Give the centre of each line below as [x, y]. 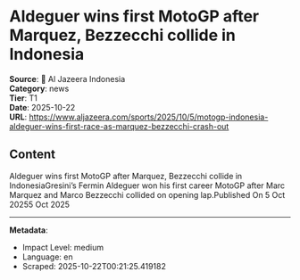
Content [33, 155]
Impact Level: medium [63, 247]
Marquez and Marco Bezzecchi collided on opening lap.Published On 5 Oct [147, 194]
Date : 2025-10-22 [42, 107]
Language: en [47, 257]
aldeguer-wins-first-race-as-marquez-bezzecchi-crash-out [119, 126]
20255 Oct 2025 [39, 204]
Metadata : [29, 230]
